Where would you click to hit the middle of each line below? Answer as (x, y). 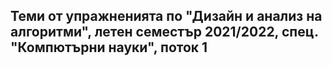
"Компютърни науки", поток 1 (109, 47)
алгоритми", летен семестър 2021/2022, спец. (164, 32)
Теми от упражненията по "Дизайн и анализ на (166, 16)
